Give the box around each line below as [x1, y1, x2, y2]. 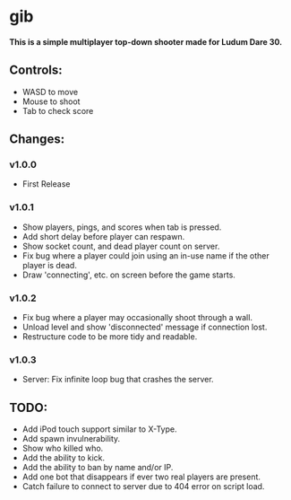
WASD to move [21, 86, 79, 97]
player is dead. [21, 259, 78, 270]
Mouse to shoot [21, 96, 81, 107]
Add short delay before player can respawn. [21, 231, 185, 241]
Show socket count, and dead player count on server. [21, 241, 220, 251]
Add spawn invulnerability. [21, 433, 121, 443]
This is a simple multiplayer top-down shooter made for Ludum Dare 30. [9, 36, 283, 47]
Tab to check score [21, 105, 94, 116]
